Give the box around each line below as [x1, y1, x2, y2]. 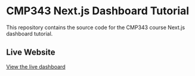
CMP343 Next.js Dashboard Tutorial [6, 4, 190, 18]
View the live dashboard [6, 63, 66, 70]
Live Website [6, 47, 55, 58]
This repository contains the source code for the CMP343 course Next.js [6, 24, 185, 31]
